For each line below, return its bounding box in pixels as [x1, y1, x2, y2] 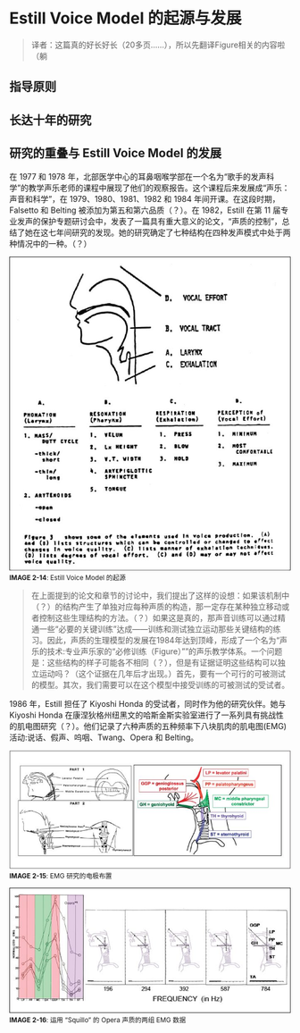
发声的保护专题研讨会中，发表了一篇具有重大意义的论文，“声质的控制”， [16, 215, 283, 226]
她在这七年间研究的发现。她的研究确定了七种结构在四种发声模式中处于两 [24, 227, 291, 238]
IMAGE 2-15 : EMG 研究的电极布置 [9, 871, 112, 880]
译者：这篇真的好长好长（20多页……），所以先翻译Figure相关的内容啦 [30, 39, 286, 50]
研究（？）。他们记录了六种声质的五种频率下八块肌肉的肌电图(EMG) [39, 720, 287, 731]
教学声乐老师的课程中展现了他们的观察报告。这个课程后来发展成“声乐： [28, 182, 290, 193]
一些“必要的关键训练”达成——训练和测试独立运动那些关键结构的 [38, 623, 274, 634]
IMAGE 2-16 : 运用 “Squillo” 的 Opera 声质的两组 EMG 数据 [9, 1015, 187, 1024]
